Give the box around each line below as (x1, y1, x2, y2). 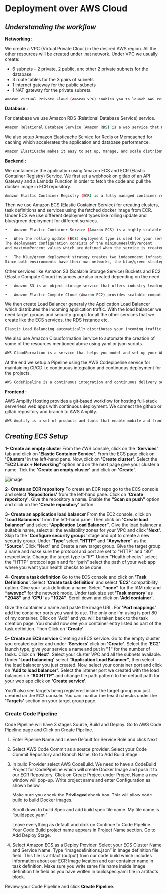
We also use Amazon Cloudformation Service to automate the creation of (5, 335, 155, 341)
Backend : (5, 158, 26, 164)
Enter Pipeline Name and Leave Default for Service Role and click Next (12, 737, 157, 743)
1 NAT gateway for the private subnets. (12, 87, 92, 93)
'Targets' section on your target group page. (5, 697, 97, 704)
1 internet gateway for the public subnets (12, 82, 96, 88)
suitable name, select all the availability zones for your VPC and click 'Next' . (5, 527, 162, 533)
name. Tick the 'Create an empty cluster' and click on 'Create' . (5, 466, 137, 473)
